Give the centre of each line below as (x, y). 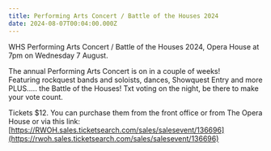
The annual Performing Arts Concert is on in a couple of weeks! (114, 71)
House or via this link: (44, 121)
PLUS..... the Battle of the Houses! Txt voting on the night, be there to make (133, 88)
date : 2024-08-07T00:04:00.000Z (63, 24)
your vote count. (36, 97)
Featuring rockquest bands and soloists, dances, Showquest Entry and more (135, 80)
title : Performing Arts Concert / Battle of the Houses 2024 (114, 16)
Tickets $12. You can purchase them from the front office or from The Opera (135, 112)
